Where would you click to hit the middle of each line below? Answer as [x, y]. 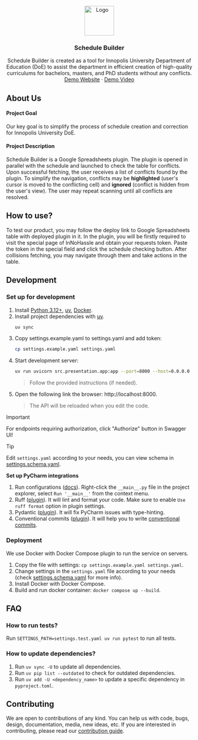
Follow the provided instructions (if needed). [83, 383]
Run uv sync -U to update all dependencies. [68, 667]
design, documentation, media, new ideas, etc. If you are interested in [91, 725]
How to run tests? [32, 625]
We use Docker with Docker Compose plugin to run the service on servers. [97, 553]
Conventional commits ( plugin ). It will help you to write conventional [97, 519]
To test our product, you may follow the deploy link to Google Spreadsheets [98, 230]
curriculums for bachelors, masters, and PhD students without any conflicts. [99, 73]
